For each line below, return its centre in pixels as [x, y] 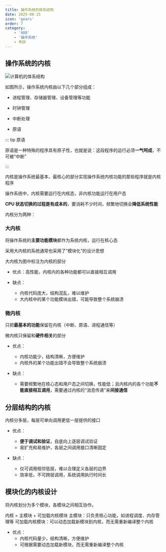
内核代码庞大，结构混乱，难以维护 [54, 293]
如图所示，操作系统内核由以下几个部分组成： [51, 87]
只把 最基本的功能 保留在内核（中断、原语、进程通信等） [61, 325]
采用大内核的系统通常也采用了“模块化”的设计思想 [55, 251]
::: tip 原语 [15, 139]
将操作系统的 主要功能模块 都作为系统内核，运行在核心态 [61, 240]
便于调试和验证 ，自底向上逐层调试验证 [59, 441]
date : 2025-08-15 [23, 14]
